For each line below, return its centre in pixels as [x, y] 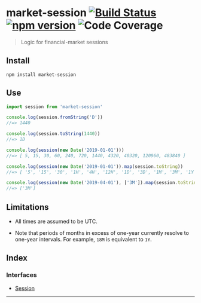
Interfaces [22, 275]
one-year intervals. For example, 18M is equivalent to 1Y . [83, 239]
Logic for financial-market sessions [64, 42]
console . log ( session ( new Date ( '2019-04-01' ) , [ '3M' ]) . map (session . [92, 183]
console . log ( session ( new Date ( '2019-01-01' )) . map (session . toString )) [95, 166]
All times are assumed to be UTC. [56, 221]
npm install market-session [41, 75]
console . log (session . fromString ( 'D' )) [54, 117]
